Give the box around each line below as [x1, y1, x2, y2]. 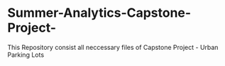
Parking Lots [7, 51, 45, 59]
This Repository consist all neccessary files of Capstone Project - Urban [7, 43, 219, 51]
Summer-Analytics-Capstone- [7, 5, 192, 21]
